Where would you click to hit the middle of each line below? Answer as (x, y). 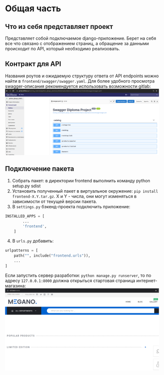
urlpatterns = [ (21, 251)
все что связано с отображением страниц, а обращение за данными (77, 44)
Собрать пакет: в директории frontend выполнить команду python (81, 180)
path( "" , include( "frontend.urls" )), (52, 256)
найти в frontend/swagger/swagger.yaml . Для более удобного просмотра (80, 81)
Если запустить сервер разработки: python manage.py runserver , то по (78, 275)
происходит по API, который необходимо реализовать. (63, 49)
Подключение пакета (40, 169)
